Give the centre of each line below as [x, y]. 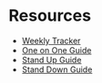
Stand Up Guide [51, 60]
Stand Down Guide [57, 69]
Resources [50, 16]
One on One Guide [56, 50]
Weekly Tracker [51, 41]
